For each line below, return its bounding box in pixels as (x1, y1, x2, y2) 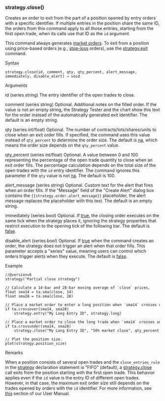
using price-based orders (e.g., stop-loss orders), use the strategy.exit (5, 46, 148, 52)
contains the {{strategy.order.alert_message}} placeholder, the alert (5, 193, 146, 199)
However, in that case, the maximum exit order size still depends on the (5, 380, 150, 386)
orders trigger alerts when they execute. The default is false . (5, 253, 128, 259)
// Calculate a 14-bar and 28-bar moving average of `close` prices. (5, 285, 151, 291)
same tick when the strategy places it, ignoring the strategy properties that (5, 218, 156, 224)
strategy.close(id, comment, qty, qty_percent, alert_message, (5, 70, 137, 75)
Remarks (5, 350, 23, 356)
